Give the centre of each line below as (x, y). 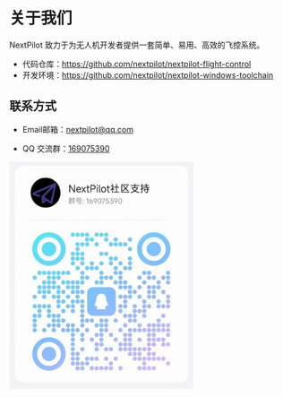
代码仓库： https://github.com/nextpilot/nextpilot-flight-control (137, 64)
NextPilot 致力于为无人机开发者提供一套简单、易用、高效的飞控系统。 (137, 45)
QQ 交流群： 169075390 (66, 148)
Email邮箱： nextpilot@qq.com (78, 129)
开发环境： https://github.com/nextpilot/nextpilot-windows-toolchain (148, 75)
